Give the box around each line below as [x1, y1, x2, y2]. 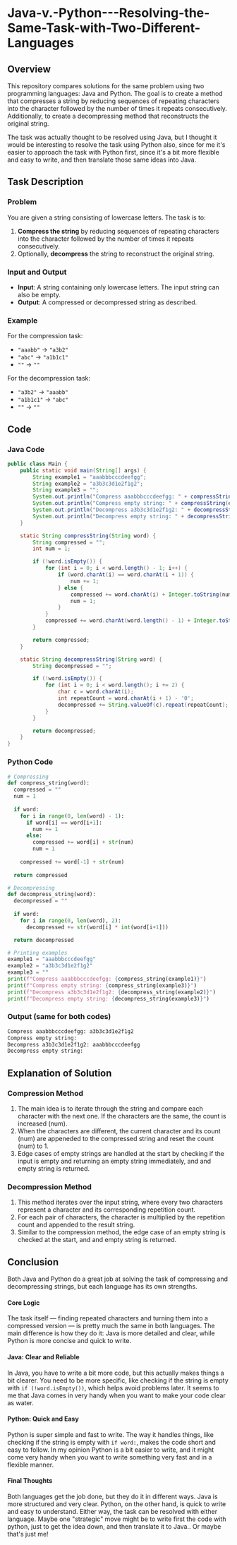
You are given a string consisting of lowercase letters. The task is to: [7, 213, 206, 222]
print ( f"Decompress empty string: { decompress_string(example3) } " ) [7, 995, 210, 1002]
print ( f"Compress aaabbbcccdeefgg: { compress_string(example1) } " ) [7, 976, 207, 983]
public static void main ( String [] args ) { [20, 467, 147, 474]
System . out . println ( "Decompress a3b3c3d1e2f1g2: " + [32, 506, 191, 513]
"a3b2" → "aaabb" [17, 388, 69, 396]
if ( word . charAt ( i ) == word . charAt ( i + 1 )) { [57, 571, 194, 578]
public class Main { [7, 460, 68, 467]
